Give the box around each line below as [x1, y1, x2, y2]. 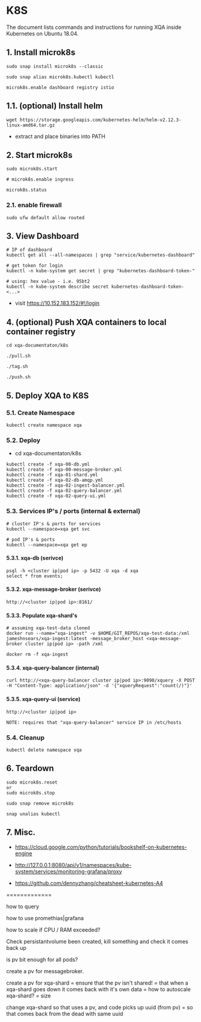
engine [14, 850, 32, 857]
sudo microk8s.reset [6, 779, 58, 785]
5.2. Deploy [6, 436, 41, 444]
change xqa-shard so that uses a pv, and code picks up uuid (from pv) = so [6, 1003, 193, 1011]
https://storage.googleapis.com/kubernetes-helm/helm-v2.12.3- [19, 117, 182, 123]
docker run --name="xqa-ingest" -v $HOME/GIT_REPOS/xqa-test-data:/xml [6, 631, 190, 637]
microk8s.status [6, 187, 47, 193]
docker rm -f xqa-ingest [6, 652, 69, 658]
